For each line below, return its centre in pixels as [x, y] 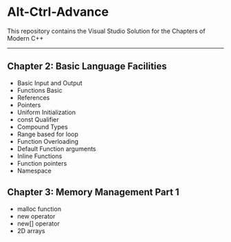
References [33, 98]
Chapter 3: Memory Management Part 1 [93, 192]
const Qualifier [38, 119]
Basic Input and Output [49, 82]
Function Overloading [48, 141]
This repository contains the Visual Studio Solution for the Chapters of [106, 31]
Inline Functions [40, 156]
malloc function [39, 209]
